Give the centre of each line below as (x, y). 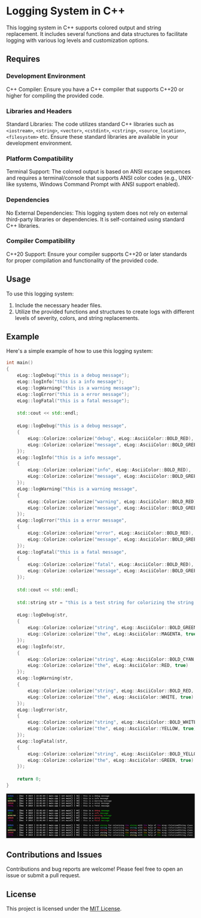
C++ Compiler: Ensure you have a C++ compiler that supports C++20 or (95, 89)
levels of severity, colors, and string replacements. (77, 318)
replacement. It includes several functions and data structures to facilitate (97, 33)
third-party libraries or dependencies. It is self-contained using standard (95, 219)
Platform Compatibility (40, 158)
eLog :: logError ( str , (42, 710)
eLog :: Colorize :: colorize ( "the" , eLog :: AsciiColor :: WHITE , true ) (111, 697)
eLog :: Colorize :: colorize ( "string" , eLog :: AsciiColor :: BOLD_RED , (111, 691)
